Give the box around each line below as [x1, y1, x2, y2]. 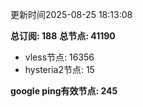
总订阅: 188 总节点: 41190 [10, 30, 116, 42]
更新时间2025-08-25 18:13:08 [10, 9, 133, 20]
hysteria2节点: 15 [24, 64, 95, 75]
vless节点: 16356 [24, 51, 95, 63]
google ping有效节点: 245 [10, 85, 118, 97]
